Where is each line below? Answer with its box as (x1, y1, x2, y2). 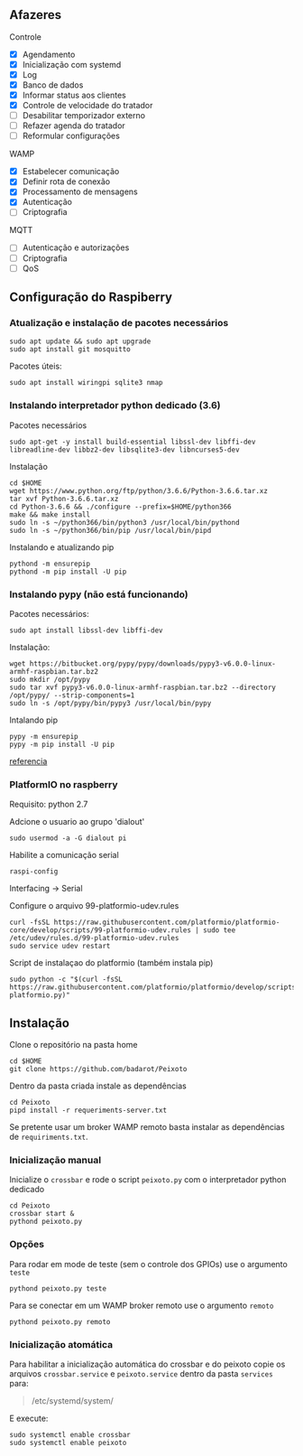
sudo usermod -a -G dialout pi (9, 834, 127, 843)
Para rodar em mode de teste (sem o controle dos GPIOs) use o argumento (9, 1258, 289, 1269)
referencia (9, 755, 48, 766)
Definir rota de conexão (22, 176, 111, 187)
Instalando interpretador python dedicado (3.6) (9, 399, 221, 412)
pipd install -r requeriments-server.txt (9, 1106, 168, 1115)
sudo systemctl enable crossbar (9, 1430, 131, 1439)
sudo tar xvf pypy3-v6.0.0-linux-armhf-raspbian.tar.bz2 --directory (9, 683, 277, 692)
